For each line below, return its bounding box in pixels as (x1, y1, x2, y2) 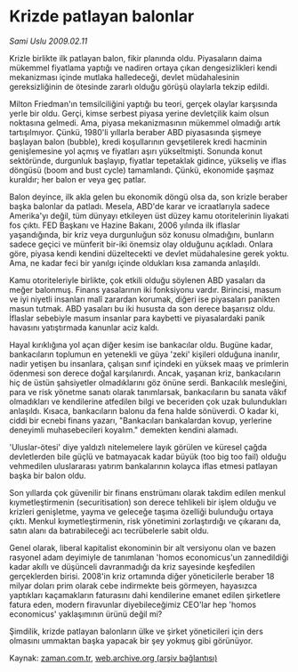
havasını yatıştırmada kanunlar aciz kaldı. (9, 322, 160, 333)
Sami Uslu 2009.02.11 (9, 36, 88, 46)
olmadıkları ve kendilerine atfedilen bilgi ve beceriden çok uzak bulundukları (9, 396, 287, 407)
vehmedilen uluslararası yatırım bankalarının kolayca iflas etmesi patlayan (9, 460, 278, 471)
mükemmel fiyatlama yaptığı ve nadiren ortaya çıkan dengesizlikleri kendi (9, 62, 278, 73)
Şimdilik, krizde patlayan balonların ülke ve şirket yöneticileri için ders (9, 626, 264, 636)
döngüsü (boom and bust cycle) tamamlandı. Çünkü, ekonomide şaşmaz (9, 165, 275, 175)
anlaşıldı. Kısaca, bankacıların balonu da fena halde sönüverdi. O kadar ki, (9, 405, 279, 416)
